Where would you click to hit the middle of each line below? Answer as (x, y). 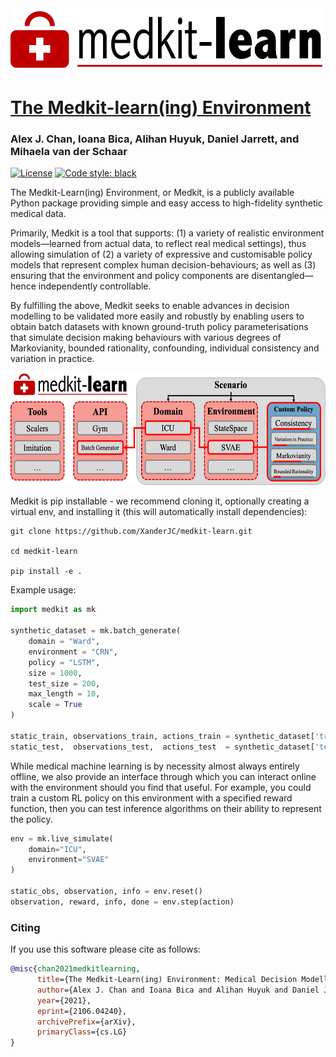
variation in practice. (52, 359)
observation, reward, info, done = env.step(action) (122, 902)
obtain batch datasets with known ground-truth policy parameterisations (159, 327)
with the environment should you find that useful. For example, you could (161, 787)
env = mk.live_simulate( (62, 838)
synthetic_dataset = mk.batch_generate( (96, 631)
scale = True (55, 705)
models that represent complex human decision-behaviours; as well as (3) (163, 265)
